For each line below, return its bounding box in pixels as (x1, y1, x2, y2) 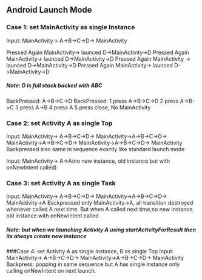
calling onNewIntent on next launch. (6, 267, 96, 275)
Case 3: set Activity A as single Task (6, 179, 116, 187)
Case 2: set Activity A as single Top (6, 118, 113, 127)
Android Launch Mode (6, 5, 92, 15)
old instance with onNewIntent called (6, 212, 99, 219)
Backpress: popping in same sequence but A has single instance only (6, 261, 180, 268)
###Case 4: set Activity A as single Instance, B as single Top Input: (6, 248, 174, 255)
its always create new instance (6, 232, 87, 239)
